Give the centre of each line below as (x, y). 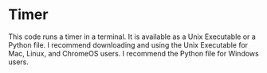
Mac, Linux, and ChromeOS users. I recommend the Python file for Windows (133, 53)
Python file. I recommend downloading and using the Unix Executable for (128, 44)
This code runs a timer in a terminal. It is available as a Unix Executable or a (132, 36)
